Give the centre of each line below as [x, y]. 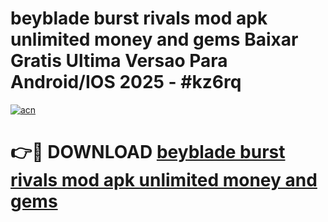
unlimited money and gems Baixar [154, 39]
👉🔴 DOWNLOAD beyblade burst [148, 152]
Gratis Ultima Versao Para [119, 61]
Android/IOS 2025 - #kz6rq [126, 82]
